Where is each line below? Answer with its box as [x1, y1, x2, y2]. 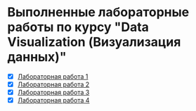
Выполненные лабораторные [7, 4, 190, 20]
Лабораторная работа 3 [17, 89, 90, 97]
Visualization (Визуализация [7, 34, 181, 50]
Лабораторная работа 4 [17, 96, 90, 105]
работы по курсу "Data [7, 19, 150, 35]
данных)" [7, 49, 67, 65]
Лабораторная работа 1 [17, 72, 89, 81]
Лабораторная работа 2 [17, 80, 90, 89]
